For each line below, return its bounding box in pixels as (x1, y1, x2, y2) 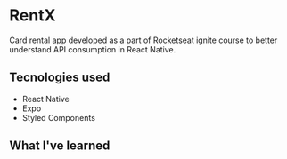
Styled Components (21, 112, 96, 123)
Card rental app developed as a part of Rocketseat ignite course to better (9, 35, 278, 45)
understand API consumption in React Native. (9, 44, 176, 54)
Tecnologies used (9, 70, 111, 85)
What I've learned (9, 139, 111, 154)
